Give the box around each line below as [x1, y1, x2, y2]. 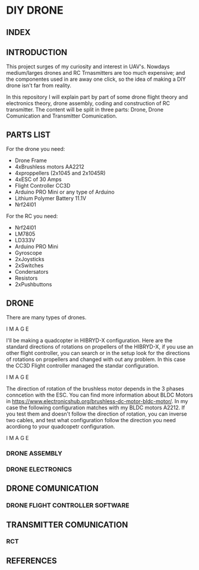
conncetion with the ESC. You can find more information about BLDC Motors [6, 391, 193, 398]
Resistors [14, 274, 38, 282]
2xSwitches [14, 262, 44, 269]
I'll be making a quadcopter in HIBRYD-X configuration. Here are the [6, 337, 173, 344]
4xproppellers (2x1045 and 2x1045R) [14, 170, 106, 177]
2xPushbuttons [14, 281, 52, 288]
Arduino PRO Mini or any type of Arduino [14, 188, 115, 196]
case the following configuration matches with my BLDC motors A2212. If [6, 404, 185, 411]
